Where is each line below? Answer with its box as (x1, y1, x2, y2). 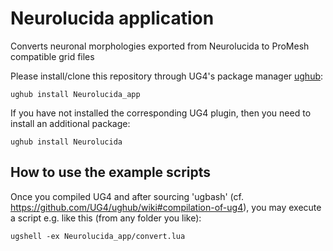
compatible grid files (10, 50, 95, 62)
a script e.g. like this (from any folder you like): (10, 212, 202, 224)
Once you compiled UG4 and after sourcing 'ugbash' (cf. (10, 190, 244, 202)
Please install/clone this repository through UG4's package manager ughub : (10, 70, 324, 82)
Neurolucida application (10, 7, 215, 30)
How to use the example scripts (10, 164, 212, 181)
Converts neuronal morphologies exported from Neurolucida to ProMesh (10, 40, 310, 52)
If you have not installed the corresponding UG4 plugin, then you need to (10, 107, 312, 119)
